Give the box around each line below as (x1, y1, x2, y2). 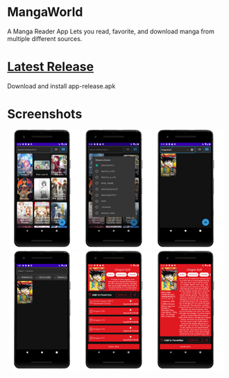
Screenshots (7, 106, 83, 122)
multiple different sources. (7, 34, 83, 42)
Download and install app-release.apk (7, 81, 116, 90)
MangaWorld (7, 4, 83, 20)
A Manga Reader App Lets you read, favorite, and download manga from (7, 27, 215, 35)
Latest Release (7, 59, 94, 75)
